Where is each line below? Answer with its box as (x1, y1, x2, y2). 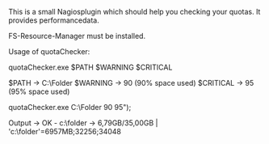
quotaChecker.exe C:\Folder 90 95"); (8, 103, 132, 112)
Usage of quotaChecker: (8, 47, 90, 56)
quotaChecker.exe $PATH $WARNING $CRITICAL (8, 62, 173, 72)
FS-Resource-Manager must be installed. (8, 32, 146, 40)
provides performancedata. (8, 15, 99, 25)
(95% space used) (8, 87, 70, 96)
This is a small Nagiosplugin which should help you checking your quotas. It (8, 7, 261, 16)
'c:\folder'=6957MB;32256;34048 (8, 127, 122, 136)
